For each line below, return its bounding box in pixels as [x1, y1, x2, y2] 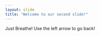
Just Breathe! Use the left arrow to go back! [5, 25, 95, 31]
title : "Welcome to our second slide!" [5, 12, 88, 17]
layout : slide [5, 7, 35, 12]
